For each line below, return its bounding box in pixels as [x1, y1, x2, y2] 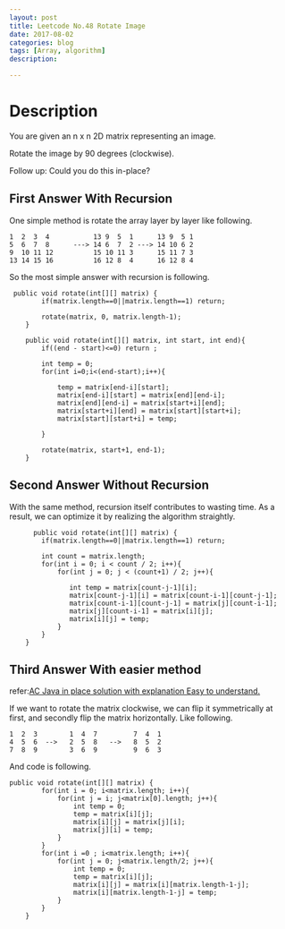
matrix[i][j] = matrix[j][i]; [72, 818, 186, 827]
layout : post [9, 13, 58, 22]
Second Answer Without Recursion [9, 478, 210, 493]
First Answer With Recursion [9, 192, 172, 207]
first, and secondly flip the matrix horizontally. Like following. [9, 712, 233, 723]
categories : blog [9, 38, 74, 47]
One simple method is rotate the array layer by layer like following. [9, 215, 253, 226]
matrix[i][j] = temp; [69, 614, 150, 623]
